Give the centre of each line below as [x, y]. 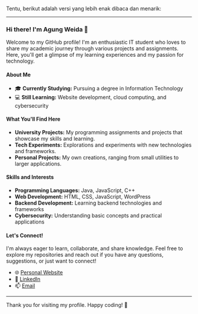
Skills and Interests [30, 177]
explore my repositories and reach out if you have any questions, [85, 255]
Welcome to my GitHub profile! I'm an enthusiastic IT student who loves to [96, 42]
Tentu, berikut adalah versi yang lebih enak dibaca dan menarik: [84, 9]
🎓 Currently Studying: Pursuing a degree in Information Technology [99, 88]
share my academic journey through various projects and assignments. [92, 48]
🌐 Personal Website [39, 273]
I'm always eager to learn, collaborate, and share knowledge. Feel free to [95, 248]
